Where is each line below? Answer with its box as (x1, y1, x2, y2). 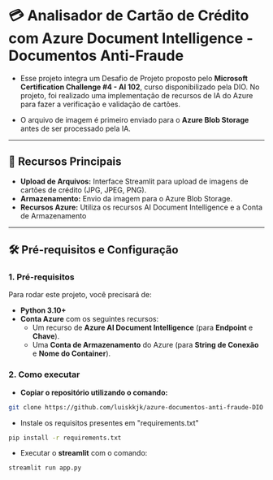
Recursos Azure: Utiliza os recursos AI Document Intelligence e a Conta (19, 202, 262, 212)
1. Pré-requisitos (8, 271, 75, 283)
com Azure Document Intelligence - (8, 29, 253, 48)
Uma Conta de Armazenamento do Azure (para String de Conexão (32, 340, 259, 350)
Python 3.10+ (19, 305, 67, 315)
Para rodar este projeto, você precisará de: (8, 290, 152, 300)
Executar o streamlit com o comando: (19, 448, 148, 458)
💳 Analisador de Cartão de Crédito (8, 6, 249, 25)
